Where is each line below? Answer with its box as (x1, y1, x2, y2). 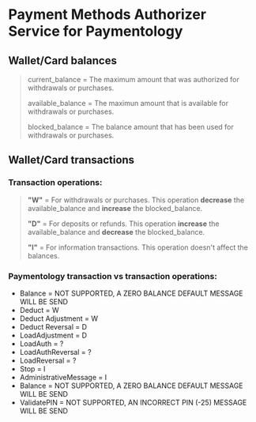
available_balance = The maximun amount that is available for (27, 99, 229, 107)
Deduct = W (19, 305, 59, 315)
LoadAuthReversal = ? (19, 347, 92, 356)
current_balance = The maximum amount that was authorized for (27, 75, 239, 84)
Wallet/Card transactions (8, 153, 135, 167)
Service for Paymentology (8, 22, 183, 40)
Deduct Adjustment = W (19, 314, 99, 323)
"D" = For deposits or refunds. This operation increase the (27, 219, 220, 228)
